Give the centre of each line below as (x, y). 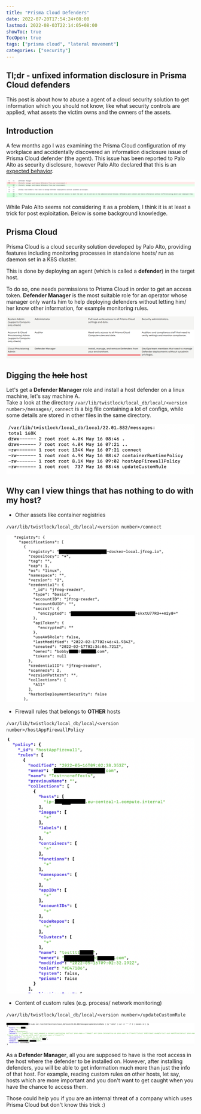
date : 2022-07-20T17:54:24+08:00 (48, 19)
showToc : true (24, 32)
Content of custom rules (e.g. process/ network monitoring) (89, 1003)
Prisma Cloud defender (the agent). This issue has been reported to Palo (96, 158)
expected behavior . (30, 171)
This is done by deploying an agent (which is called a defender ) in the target (100, 271)
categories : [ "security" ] (38, 51)
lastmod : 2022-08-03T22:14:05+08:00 (52, 25)
